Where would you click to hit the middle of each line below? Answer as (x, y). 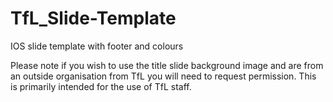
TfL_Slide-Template (93, 18)
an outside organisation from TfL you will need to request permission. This (163, 76)
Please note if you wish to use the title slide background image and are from (167, 65)
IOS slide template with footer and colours (97, 46)
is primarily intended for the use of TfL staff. (101, 86)
